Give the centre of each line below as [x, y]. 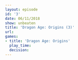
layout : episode [21, 9]
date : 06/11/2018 [23, 18]
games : [12, 37]
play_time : [20, 45]
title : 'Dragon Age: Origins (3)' [40, 28]
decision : [19, 50]
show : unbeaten [20, 23]
